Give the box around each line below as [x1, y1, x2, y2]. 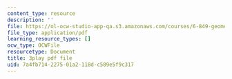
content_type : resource [7, 10, 76, 17]
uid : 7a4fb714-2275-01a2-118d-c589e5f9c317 [7, 61, 135, 68]
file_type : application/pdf [7, 29, 88, 36]
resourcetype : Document [7, 49, 76, 56]
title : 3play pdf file [7, 55, 72, 62]
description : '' [7, 16, 54, 23]
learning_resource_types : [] [7, 36, 91, 43]
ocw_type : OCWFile [7, 42, 60, 49]
